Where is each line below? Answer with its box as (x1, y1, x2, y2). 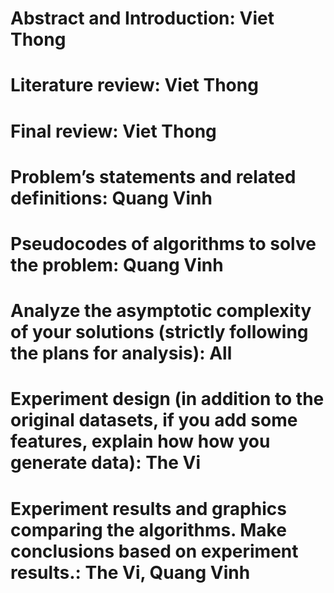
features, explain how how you (10, 430, 271, 453)
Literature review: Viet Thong (10, 74, 259, 97)
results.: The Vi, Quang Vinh (10, 561, 251, 584)
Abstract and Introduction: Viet (10, 7, 275, 30)
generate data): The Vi (10, 452, 202, 474)
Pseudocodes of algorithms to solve (10, 232, 317, 255)
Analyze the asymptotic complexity (10, 300, 312, 322)
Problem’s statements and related (10, 165, 297, 188)
